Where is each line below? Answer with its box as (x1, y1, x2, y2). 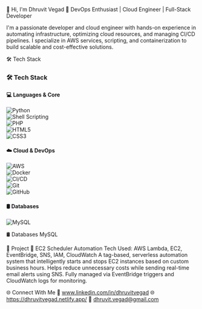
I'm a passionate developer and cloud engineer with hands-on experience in (6, 24, 197, 31)
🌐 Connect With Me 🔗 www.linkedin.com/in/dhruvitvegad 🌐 (6, 288, 155, 296)
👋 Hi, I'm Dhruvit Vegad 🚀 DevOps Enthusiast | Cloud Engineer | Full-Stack (6, 6, 191, 13)
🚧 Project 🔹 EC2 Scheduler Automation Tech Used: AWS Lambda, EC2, (6, 245, 183, 252)
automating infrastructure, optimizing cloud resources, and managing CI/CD (6, 30, 195, 38)
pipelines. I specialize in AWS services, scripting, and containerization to (6, 37, 187, 44)
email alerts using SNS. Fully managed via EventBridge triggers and (6, 270, 174, 277)
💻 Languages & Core (6, 91, 60, 98)
